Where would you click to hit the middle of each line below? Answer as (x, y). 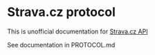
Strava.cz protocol (62, 12)
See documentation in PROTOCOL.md (61, 45)
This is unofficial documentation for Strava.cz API (77, 31)
